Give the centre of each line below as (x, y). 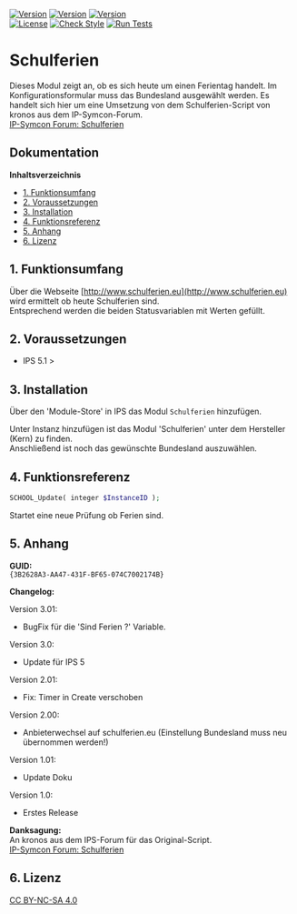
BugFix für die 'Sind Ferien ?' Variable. (94, 627)
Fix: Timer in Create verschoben (83, 697)
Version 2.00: (35, 715)
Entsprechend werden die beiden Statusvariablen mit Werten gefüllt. (137, 310)
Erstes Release (50, 812)
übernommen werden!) (65, 742)
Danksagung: (35, 830)
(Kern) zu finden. (41, 439)
